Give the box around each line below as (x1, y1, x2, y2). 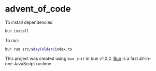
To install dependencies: (5, 19, 54, 25)
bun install (5, 28, 29, 33)
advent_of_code (5, 3, 71, 14)
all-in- (139, 56, 151, 61)
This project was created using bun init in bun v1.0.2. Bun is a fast (5, 56, 139, 61)
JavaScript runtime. (14, 60, 53, 66)
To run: (5, 37, 19, 43)
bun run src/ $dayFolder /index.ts (5, 47, 72, 52)
